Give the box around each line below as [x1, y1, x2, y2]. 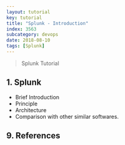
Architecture [15, 106, 47, 113]
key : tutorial [6, 15, 43, 21]
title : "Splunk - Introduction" [6, 20, 88, 26]
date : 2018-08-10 [6, 37, 51, 43]
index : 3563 [6, 26, 37, 32]
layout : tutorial [6, 9, 51, 15]
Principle [15, 100, 38, 107]
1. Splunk [6, 77, 41, 88]
